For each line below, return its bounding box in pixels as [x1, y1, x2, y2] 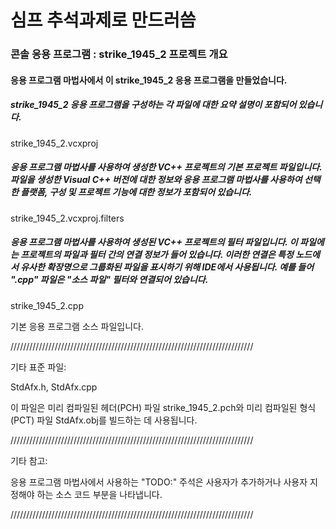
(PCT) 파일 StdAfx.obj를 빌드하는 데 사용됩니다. [10, 414, 198, 426]
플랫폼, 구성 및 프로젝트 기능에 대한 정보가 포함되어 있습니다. [20, 186, 253, 198]
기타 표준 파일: [10, 361, 67, 373]
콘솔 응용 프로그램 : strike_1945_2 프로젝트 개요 [10, 47, 228, 61]
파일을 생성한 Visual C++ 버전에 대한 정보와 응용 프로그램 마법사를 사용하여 [10, 174, 303, 186]
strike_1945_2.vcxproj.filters [10, 212, 125, 224]
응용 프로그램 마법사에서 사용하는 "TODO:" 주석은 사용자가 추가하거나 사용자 [10, 476, 308, 488]
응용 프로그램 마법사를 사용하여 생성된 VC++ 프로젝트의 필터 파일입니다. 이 [10, 236, 298, 248]
